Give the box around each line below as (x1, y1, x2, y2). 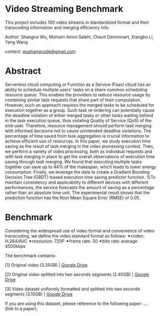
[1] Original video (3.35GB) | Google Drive (5, 262, 88, 268)
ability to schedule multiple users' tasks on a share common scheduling (5, 86, 147, 93)
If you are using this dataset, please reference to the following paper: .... (5, 300, 149, 306)
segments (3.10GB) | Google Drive (5, 291, 73, 297)
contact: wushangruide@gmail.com (5, 48, 76, 54)
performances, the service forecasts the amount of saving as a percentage (5, 184, 155, 190)
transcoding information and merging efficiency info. (5, 24, 110, 30)
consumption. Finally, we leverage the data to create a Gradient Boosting (5, 169, 150, 175)
